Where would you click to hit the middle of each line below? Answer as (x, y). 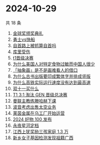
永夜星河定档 (26, 125)
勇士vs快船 (24, 39)
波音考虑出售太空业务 (34, 107)
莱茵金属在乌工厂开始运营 (39, 113)
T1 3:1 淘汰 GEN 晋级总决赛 (40, 94)
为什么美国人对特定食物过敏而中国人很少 (54, 64)
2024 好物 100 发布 (32, 119)
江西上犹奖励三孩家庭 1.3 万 (40, 131)
